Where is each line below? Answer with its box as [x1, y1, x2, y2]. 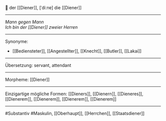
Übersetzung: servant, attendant [5, 62, 72, 68]
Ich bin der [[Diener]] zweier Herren [5, 24, 78, 30]
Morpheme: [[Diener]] [5, 77, 50, 82]
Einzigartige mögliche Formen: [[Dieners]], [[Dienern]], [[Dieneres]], [5, 91, 143, 97]
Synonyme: [5, 39, 28, 44]
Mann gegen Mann [5, 19, 44, 25]
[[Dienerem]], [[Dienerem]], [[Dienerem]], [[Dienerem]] [5, 96, 117, 102]
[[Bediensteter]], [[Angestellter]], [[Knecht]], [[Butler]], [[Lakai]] [12, 48, 142, 54]
